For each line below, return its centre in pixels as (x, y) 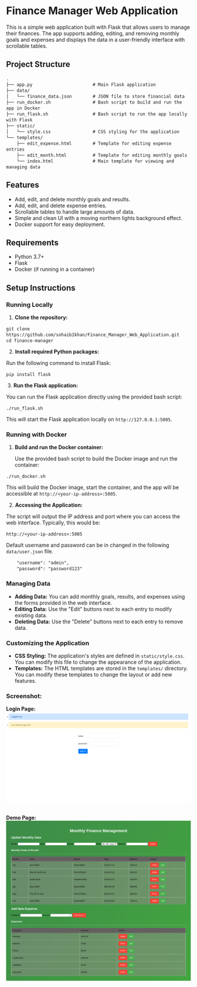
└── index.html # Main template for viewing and (96, 161)
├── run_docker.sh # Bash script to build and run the (94, 102)
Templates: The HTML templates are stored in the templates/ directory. (101, 668)
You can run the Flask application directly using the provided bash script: (94, 397)
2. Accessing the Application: (46, 505)
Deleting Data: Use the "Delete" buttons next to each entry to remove (99, 622)
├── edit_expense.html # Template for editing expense (94, 143)
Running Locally (30, 304)
